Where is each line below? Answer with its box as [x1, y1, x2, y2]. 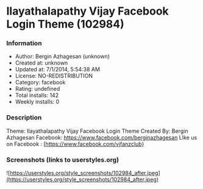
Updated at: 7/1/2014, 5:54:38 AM [15, 66, 101, 73]
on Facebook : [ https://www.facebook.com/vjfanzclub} [6, 140, 144, 148]
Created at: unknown [15, 59, 68, 66]
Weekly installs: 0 [15, 98, 60, 105]
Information [6, 39, 42, 48]
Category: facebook [15, 79, 66, 86]
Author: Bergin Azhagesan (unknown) [15, 53, 110, 60]
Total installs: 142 [15, 91, 59, 99]
